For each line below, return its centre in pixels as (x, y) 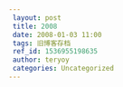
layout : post (37, 18)
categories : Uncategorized (63, 69)
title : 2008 (35, 26)
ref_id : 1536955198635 (55, 52)
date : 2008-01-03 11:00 (57, 34)
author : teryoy (41, 60)
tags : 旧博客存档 (42, 43)
